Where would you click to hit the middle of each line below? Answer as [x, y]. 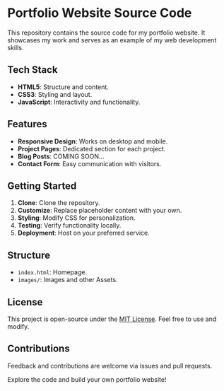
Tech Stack [33, 70]
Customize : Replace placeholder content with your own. [100, 211]
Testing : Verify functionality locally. [69, 226]
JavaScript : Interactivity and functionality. [79, 102]
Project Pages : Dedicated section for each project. [92, 148]
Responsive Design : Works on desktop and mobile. [93, 141]
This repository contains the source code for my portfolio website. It [106, 33]
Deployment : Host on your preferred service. [83, 233]
